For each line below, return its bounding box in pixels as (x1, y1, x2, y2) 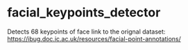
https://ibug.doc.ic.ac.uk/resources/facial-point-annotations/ (7, 34, 182, 42)
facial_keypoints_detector (7, 5, 161, 21)
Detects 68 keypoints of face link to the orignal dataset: (7, 27, 166, 36)
